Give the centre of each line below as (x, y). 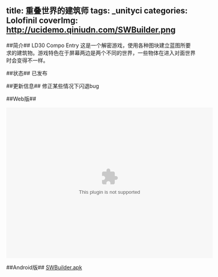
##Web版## (21, 99)
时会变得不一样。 (27, 60)
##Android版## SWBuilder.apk (44, 267)
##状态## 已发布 (27, 73)
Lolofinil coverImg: (42, 21)
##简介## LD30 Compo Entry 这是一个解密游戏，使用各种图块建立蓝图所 (96, 45)
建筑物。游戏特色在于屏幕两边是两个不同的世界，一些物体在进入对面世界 (106, 52)
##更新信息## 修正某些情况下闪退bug (53, 86)
